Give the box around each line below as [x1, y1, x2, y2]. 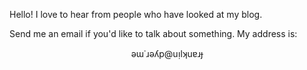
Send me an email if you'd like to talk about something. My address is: [9, 28, 298, 39]
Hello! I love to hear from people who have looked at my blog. [9, 9, 263, 20]
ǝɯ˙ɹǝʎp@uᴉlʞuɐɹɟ [130, 48, 204, 59]
